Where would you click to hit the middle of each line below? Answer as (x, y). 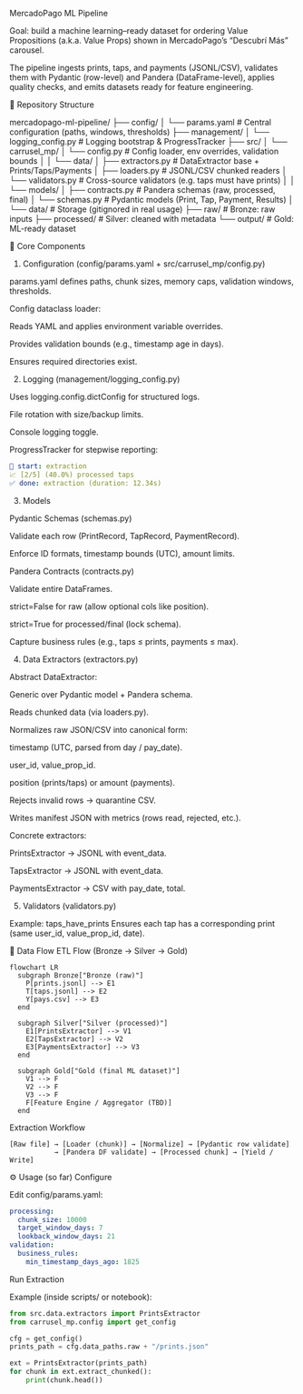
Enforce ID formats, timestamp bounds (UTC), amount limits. (122, 553)
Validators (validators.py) (69, 906)
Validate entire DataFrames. (61, 588)
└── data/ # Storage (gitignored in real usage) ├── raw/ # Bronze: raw (142, 209)
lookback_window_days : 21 (67, 1237)
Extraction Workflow (48, 1128)
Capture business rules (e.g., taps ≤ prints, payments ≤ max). (124, 641)
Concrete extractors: (48, 835)
